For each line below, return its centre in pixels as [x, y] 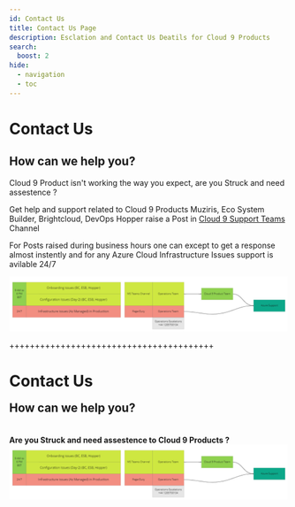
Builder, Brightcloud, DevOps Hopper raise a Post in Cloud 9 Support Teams [147, 219]
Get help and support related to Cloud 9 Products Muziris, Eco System [137, 209]
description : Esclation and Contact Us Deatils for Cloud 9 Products [140, 37]
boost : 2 [33, 56]
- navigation [41, 75]
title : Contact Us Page [53, 28]
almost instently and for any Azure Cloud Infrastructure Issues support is [141, 254]
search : [23, 47]
